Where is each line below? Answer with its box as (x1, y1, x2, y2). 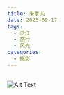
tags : (7, 23, 23, 30)
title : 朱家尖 (7, 10, 45, 17)
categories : (7, 49, 42, 56)
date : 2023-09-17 (7, 17, 58, 24)
